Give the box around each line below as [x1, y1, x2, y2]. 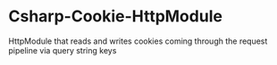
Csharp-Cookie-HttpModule [8, 6, 222, 27]
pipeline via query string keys [8, 45, 117, 55]
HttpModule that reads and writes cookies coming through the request [8, 36, 268, 46]
